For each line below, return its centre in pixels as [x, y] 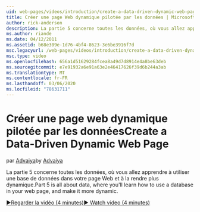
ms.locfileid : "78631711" [38, 89]
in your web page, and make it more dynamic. [62, 191]
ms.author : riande [29, 34]
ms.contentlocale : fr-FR [37, 78]
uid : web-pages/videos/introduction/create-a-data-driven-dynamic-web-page [102, 12]
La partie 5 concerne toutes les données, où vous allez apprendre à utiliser [98, 172]
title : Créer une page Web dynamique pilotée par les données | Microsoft [101, 17]
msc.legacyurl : [25, 51]
